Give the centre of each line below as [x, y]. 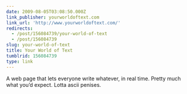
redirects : [20, 28]
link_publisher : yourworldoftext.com [53, 17]
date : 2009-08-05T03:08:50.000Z [46, 12]
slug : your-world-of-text [38, 45]
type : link [20, 61]
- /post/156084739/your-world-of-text [60, 34]
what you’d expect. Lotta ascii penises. [54, 84]
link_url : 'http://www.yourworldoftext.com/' [63, 23]
